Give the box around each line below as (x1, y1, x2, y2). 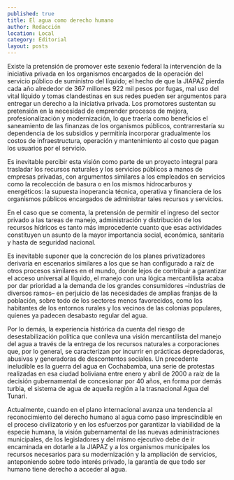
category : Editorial (7, 36, 68, 43)
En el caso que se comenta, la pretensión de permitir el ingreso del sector (7, 208, 220, 217)
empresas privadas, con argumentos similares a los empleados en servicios (7, 172, 226, 181)
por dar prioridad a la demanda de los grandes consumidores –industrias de (7, 282, 226, 289)
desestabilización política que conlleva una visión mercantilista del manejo (7, 332, 221, 341)
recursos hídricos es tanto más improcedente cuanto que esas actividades (7, 224, 222, 231)
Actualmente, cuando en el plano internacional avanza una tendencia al (7, 406, 213, 413)
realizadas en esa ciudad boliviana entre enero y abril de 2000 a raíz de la (7, 369, 220, 378)
